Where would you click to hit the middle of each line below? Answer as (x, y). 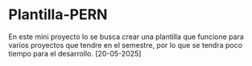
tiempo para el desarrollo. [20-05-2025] (75, 53)
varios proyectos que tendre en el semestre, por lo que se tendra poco (126, 45)
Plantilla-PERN (58, 15)
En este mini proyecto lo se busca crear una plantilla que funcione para (126, 37)
